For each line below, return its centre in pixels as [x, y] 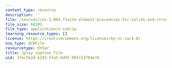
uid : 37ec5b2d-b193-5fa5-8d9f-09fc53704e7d [52, 58]
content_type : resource [31, 10]
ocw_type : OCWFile [25, 43]
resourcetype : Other [27, 48]
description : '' [23, 15]
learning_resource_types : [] [36, 34]
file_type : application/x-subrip [41, 29]
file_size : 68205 [24, 24]
